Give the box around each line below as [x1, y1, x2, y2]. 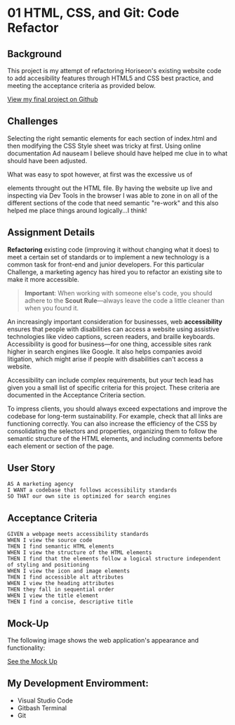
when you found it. [24, 304, 79, 312]
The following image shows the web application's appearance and [7, 636, 199, 645]
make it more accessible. [7, 275, 79, 283]
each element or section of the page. [7, 442, 114, 450]
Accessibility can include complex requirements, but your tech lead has [7, 376, 214, 384]
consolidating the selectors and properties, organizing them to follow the [7, 427, 217, 435]
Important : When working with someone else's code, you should [24, 288, 213, 297]
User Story [7, 462, 55, 474]
